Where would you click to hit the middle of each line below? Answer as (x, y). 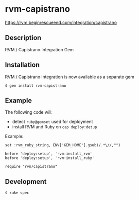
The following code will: (29, 112)
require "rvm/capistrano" (31, 167)
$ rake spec (17, 193)
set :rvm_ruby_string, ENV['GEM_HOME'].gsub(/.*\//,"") (63, 145)
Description (23, 38)
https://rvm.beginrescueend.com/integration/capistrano (61, 22)
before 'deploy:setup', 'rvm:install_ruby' (50, 158)
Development (26, 181)
